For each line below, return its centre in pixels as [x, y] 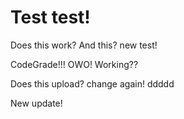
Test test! [50, 17]
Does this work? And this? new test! [84, 45]
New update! [36, 103]
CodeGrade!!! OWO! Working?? [74, 64]
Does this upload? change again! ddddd [92, 83]
